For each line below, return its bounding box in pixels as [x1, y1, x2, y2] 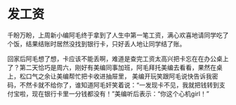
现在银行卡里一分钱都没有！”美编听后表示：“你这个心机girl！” [31, 89, 209, 98]
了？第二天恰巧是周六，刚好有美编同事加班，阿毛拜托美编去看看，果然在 [7, 63, 216, 71]
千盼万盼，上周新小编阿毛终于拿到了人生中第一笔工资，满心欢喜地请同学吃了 [7, 31, 229, 39]
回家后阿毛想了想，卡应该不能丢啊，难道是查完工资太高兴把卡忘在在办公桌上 [7, 54, 229, 63]
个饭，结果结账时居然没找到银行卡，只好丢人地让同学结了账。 [7, 39, 186, 48]
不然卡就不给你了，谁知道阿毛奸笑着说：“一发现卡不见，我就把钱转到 [19, 80, 220, 89]
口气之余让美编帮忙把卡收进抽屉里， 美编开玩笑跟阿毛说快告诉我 [25, 71, 212, 80]
